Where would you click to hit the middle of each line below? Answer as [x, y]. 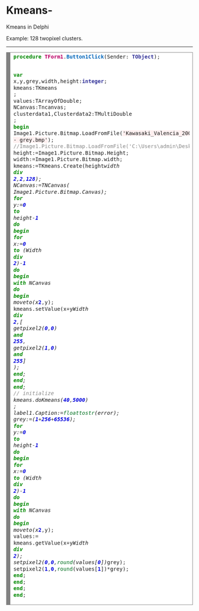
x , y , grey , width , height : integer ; [60, 81]
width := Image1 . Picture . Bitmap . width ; [68, 159]
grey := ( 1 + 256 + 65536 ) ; [45, 419]
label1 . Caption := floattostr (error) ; [67, 413]
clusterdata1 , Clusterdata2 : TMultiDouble [73, 114]
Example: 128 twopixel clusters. [44, 38]
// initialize [34, 393]
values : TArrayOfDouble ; [48, 101]
